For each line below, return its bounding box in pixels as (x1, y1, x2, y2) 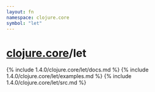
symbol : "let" (6, 20, 43, 26)
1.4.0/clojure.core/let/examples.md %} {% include (6, 73, 132, 80)
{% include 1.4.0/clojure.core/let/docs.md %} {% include (6, 66, 149, 73)
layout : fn (6, 8, 34, 15)
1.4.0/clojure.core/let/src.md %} (6, 79, 87, 87)
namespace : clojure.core (6, 15, 70, 21)
